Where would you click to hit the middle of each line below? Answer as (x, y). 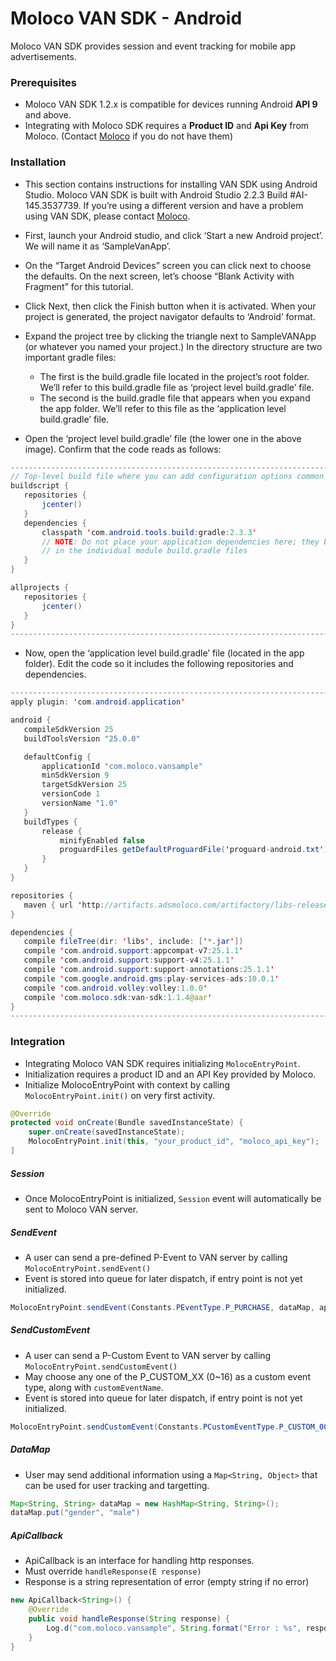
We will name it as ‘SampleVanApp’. (98, 246)
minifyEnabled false (102, 840)
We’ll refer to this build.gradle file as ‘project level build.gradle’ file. (177, 387)
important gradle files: (70, 357)
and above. (48, 115)
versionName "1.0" (79, 803)
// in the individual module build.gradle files (144, 551)
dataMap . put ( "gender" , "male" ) (75, 1513)
